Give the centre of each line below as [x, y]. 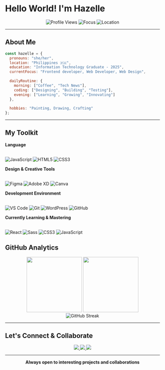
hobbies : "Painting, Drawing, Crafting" [51, 109]
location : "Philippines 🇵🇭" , [40, 63]
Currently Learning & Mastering [38, 217]
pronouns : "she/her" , [32, 58]
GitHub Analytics [32, 248]
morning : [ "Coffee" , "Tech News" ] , [50, 85]
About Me [20, 42]
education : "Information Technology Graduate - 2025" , [67, 67]
